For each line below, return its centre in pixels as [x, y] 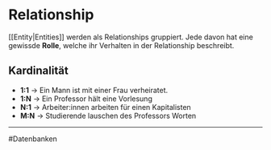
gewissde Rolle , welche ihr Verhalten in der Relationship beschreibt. [121, 45]
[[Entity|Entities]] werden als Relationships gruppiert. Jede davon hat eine [131, 37]
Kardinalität [38, 71]
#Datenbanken [33, 139]
